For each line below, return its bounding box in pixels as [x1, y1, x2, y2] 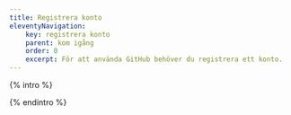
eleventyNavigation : [9, 22, 87, 31]
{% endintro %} [9, 97, 67, 108]
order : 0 [25, 47, 58, 56]
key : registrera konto [25, 30, 110, 39]
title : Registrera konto [9, 13, 102, 22]
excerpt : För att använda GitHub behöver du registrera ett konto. [25, 55, 283, 64]
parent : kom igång [25, 38, 94, 48]
